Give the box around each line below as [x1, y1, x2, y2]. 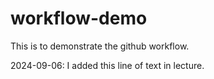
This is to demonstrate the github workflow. [10, 40, 190, 52]
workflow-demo [10, 7, 148, 30]
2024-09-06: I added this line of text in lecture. [10, 59, 205, 71]
